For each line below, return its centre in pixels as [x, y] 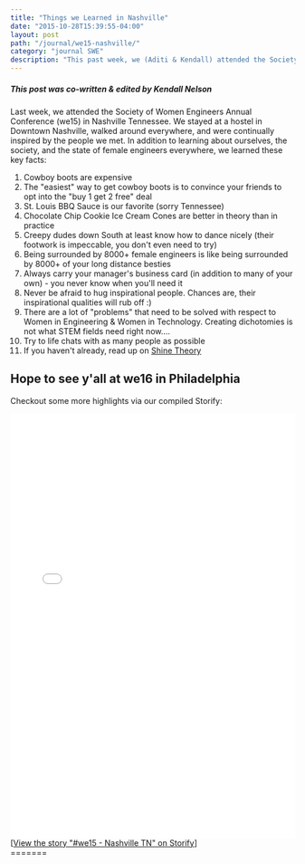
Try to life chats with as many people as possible [114, 341]
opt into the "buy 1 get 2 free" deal [88, 197]
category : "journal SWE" [57, 52]
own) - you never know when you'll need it [103, 283]
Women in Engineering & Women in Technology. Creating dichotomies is [158, 322]
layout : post [35, 34]
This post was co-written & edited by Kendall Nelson [111, 89]
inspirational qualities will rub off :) [87, 302]
